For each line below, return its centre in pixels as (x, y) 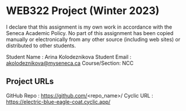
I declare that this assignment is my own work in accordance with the (89, 27)
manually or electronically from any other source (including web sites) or (93, 39)
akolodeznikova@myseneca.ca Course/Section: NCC (70, 63)
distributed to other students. (41, 46)
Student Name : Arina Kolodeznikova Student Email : (69, 57)
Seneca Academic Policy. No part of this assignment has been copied (90, 33)
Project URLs (30, 81)
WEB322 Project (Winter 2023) (83, 11)
